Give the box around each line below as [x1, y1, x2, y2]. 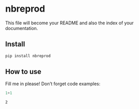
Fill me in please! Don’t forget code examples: [5, 81, 101, 87]
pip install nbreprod [5, 53, 51, 58]
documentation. [5, 25, 38, 31]
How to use [5, 67, 41, 76]
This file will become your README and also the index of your [5, 20, 134, 26]
